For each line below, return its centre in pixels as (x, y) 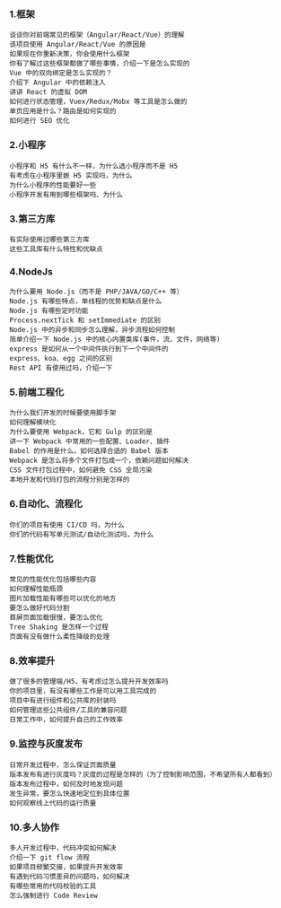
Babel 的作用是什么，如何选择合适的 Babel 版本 (89, 451)
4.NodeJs (31, 271)
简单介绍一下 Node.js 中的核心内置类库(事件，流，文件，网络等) (115, 340)
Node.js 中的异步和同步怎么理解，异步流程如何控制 (92, 330)
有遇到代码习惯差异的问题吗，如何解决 (70, 877)
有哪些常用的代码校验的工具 (53, 886)
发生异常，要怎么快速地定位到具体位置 (70, 793)
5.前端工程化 (37, 392)
